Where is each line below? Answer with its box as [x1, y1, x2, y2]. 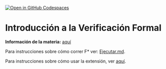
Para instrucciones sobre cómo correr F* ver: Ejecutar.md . [5, 48, 125, 54]
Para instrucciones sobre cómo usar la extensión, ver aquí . [5, 58, 126, 64]
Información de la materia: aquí [5, 38, 71, 44]
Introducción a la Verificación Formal [5, 22, 161, 33]
